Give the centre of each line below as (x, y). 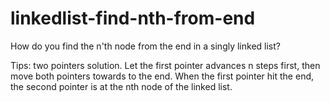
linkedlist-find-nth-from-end (133, 18)
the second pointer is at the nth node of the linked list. (121, 86)
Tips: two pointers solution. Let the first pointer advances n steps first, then (165, 65)
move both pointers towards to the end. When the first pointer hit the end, (162, 76)
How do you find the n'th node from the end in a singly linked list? (145, 46)
